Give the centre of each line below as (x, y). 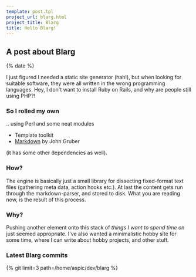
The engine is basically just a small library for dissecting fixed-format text (95, 181)
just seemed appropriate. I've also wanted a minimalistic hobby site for (92, 234)
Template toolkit (34, 135)
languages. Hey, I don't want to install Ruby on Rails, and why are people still (99, 90)
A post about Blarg (41, 51)
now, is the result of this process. (46, 200)
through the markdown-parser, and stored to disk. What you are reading (93, 193)
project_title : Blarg (33, 22)
